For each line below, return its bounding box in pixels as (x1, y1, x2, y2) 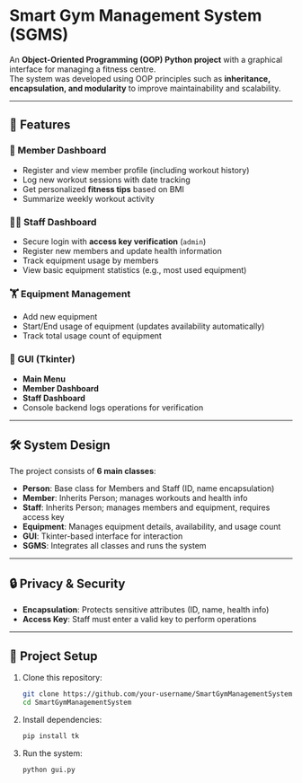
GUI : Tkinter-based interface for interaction (22, 531, 183, 541)
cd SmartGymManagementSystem (22, 698, 132, 707)
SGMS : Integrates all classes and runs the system (22, 541, 207, 551)
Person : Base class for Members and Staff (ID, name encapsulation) (22, 483, 275, 494)
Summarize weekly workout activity (22, 193, 155, 204)
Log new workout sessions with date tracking (22, 174, 191, 185)
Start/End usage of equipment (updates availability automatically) (22, 321, 265, 332)
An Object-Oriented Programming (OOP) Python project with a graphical (9, 54, 283, 65)
